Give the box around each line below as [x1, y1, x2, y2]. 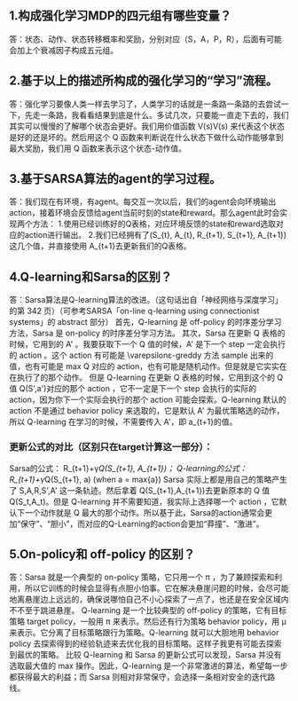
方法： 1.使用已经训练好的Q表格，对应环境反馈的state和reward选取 [32, 218, 277, 229]
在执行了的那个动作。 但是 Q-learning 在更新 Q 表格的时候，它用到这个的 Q [9, 372, 284, 383]
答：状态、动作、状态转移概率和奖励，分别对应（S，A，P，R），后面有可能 [9, 34, 282, 44]
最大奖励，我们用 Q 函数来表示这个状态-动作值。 [9, 143, 187, 154]
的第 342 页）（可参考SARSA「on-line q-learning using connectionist [9, 305, 260, 317]
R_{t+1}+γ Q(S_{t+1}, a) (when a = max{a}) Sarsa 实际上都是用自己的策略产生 [9, 474, 288, 484]
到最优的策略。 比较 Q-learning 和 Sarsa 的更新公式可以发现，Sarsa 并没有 [9, 650, 282, 660]
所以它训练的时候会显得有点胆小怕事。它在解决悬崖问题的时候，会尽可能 [24, 583, 289, 594]
